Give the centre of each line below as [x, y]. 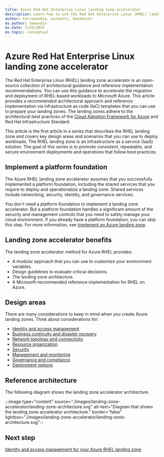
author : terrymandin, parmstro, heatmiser [49, 19]
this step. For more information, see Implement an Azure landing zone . [76, 224]
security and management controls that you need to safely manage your [78, 214]
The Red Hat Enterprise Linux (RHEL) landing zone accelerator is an [73, 80]
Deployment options [32, 365]
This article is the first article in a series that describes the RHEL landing [77, 131]
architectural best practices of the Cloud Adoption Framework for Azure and [82, 116]
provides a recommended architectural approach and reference [69, 101]
